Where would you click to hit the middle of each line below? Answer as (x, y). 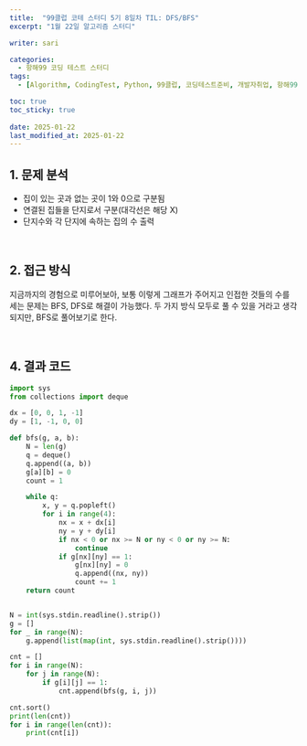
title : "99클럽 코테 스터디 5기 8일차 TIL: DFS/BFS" (104, 18)
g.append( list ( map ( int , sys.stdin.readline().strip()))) (137, 641)
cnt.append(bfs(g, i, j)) (107, 691)
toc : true (28, 101)
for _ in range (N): (47, 632)
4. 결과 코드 (40, 367)
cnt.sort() (30, 708)
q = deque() (48, 455)
